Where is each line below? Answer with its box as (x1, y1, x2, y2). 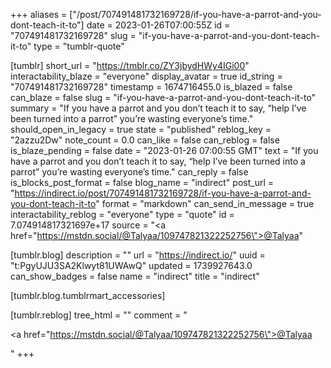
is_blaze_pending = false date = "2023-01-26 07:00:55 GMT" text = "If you (10, 145, 319, 156)
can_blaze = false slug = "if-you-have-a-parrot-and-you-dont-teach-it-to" (10, 92, 317, 103)
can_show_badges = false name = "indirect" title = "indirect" (10, 270, 260, 282)
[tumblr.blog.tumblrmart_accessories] (10, 290, 166, 301)
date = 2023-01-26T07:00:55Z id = (86, 19, 231, 31)
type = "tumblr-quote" (33, 40, 125, 52)
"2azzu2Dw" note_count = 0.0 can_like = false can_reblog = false (10, 134, 280, 146)
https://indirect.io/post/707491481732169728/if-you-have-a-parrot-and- (14, 187, 312, 199)
